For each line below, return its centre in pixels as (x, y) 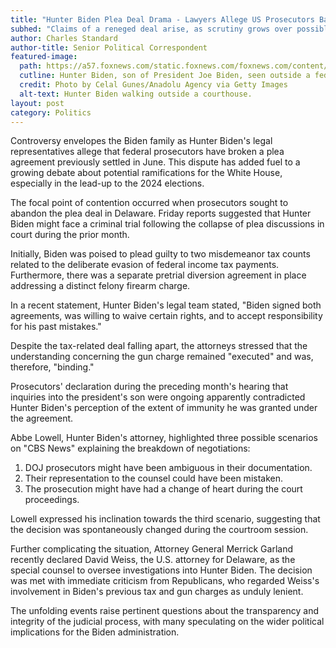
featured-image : (44, 57)
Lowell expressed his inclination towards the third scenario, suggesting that (165, 519)
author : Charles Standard (64, 38)
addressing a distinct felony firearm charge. (100, 286)
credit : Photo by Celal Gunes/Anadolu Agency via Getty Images (153, 85)
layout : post (37, 103)
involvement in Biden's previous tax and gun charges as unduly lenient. (157, 592)
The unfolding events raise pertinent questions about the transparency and (164, 611)
